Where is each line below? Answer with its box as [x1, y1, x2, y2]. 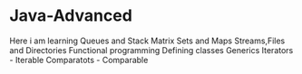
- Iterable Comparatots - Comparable [9, 54, 149, 65]
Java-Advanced [9, 5, 133, 26]
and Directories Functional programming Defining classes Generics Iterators [9, 44, 294, 55]
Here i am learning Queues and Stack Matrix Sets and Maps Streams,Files [9, 35, 286, 46]
